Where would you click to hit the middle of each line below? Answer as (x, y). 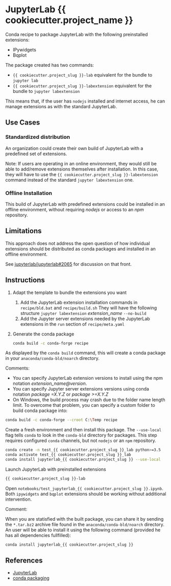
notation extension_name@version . (50, 383)
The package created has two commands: (50, 65)
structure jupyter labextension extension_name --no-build (83, 313)
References (24, 561)
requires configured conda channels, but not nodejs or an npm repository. (81, 441)
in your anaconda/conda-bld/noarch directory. (52, 358)
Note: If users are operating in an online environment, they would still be (81, 163)
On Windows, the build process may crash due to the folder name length (89, 400)
